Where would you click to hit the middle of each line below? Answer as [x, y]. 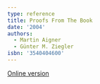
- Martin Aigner [37, 40]
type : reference [31, 14]
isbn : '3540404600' [36, 54]
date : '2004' [26, 27]
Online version [28, 73]
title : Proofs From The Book [50, 20]
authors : [20, 34]
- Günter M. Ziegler [44, 47]
